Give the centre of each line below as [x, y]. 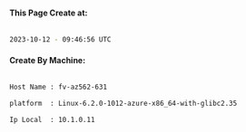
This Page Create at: [49, 13]
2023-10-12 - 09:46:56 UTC [60, 40]
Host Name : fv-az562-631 [58, 87]
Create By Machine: [48, 60]
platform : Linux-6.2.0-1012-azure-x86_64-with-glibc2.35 [123, 104]
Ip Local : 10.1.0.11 [52, 120]
